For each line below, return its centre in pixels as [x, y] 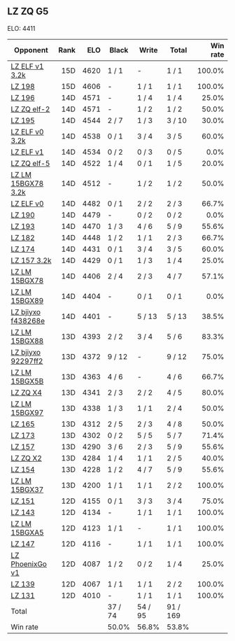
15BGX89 [27, 300]
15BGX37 [27, 489]
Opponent [31, 50]
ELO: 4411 [21, 28]
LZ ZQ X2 [26, 458]
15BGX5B [27, 381]
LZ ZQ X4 [26, 393]
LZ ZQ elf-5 [30, 163]
